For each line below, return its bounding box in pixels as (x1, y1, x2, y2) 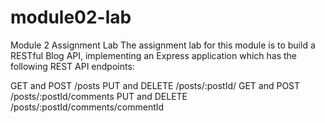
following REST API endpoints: (10, 60, 135, 72)
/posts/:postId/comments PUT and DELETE (10, 90, 188, 102)
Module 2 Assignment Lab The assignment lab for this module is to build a (10, 39, 316, 51)
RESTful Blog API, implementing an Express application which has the (10, 49, 298, 61)
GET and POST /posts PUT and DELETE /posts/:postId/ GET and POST (10, 79, 301, 91)
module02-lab (10, 6, 132, 29)
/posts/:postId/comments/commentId (10, 101, 165, 113)
